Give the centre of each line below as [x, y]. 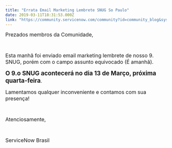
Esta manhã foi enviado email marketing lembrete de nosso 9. [80, 55]
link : [11, 20]
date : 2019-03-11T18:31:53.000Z [40, 15]
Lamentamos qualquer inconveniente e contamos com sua [76, 92]
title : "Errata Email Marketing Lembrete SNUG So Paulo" [67, 10]
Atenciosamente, [26, 120]
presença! [17, 99]
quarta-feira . [24, 81]
